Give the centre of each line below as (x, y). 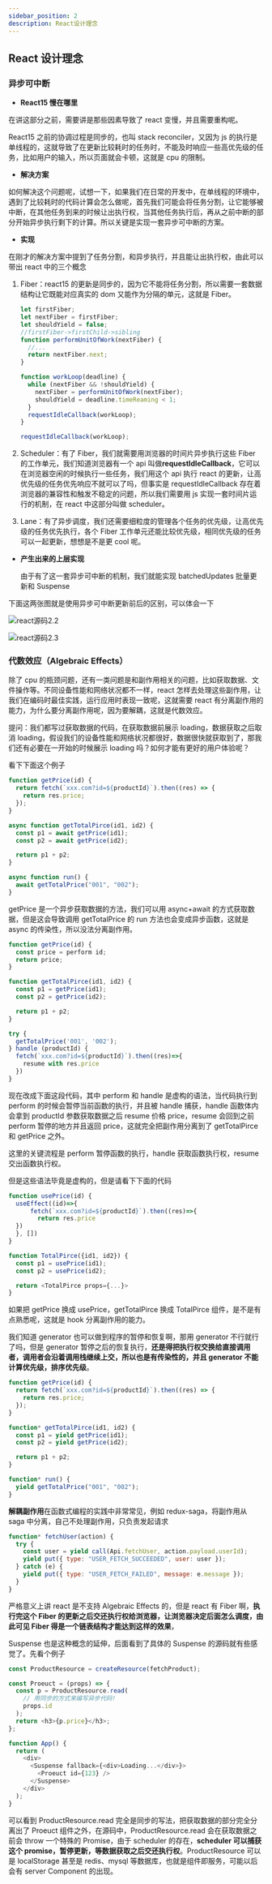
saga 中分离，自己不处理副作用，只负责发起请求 (88, 1521)
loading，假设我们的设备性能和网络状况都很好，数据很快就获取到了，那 (136, 738)
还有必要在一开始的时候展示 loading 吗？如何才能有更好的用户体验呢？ (132, 748)
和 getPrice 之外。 (39, 1135)
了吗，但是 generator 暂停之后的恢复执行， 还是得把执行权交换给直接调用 (130, 1347)
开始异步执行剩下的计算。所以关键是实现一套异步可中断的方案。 (121, 222)
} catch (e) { (39, 1567)
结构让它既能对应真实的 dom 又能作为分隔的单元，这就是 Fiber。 (128, 294)
